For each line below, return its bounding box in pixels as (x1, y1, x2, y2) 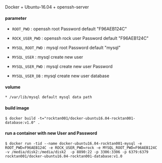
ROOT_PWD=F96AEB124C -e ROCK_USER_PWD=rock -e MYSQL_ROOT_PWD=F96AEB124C (5, 145, 158, 150)
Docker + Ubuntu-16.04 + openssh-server (5, 4, 89, 10)
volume (5, 84, 21, 90)
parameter (5, 15, 27, 21)
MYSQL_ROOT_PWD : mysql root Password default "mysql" (12, 45, 121, 50)
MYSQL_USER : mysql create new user (12, 54, 83, 60)
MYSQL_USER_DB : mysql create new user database (12, 73, 110, 79)
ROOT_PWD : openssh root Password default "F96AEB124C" (12, 26, 127, 32)
